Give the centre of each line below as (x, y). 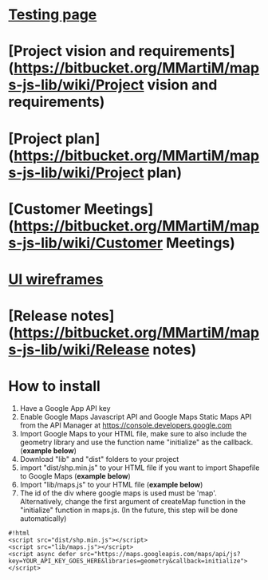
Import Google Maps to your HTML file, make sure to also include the (133, 434)
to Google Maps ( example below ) (75, 476)
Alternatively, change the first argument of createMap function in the (132, 502)
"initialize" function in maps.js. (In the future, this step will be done (128, 510)
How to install (55, 387)
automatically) (43, 519)
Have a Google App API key (65, 408)
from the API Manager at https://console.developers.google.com (126, 425)
